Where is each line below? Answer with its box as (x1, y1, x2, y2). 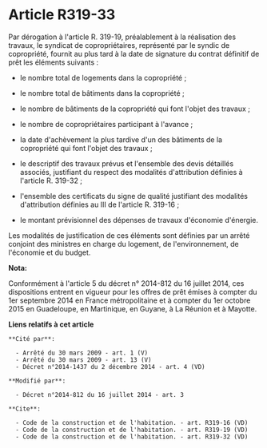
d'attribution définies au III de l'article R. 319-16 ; (19, 200, 180, 209)
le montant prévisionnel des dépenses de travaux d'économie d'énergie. (19, 215, 258, 224)
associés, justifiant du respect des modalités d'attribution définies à (19, 167, 243, 176)
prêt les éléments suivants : (8, 57, 99, 67)
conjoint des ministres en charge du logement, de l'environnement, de (8, 239, 239, 248)
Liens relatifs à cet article (8, 319, 94, 329)
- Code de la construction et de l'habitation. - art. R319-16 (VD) (15, 418, 249, 426)
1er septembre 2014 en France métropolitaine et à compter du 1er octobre (8, 295, 251, 305)
